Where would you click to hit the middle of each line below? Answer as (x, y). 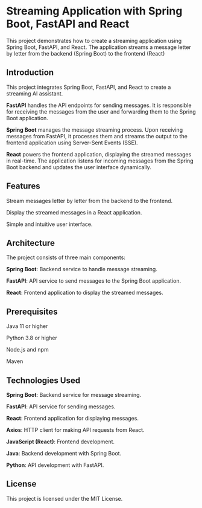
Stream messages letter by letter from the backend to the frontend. (90, 201)
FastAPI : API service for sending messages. (61, 407)
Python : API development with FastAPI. (55, 465)
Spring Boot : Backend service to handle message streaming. (82, 269)
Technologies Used (43, 380)
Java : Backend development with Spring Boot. (64, 453)
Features (23, 186)
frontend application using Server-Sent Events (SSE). (72, 143)
